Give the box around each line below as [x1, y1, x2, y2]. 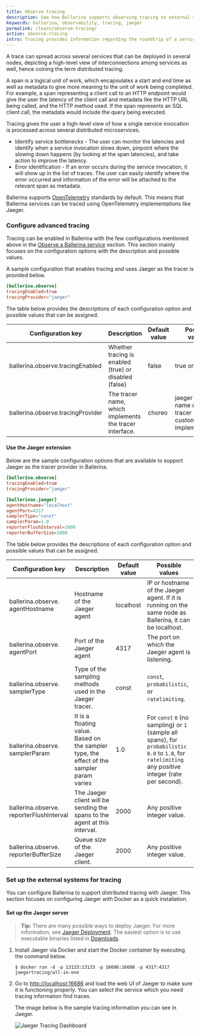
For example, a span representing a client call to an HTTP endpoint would [6, 90, 186, 96]
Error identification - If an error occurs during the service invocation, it [14, 163, 187, 170]
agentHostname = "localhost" [6, 502, 73, 508]
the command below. [14, 953, 67, 960]
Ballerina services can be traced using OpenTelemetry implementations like [6, 200, 191, 207]
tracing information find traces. [14, 993, 91, 1000]
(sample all [146, 728, 178, 736]
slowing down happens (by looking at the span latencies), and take [14, 151, 179, 158]
